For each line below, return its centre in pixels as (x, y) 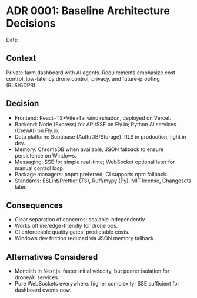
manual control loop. (39, 168)
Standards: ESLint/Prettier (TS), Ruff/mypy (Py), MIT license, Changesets (103, 181)
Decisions (31, 23)
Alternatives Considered (52, 257)
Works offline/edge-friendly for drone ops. (66, 226)
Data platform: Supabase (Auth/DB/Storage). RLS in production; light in (100, 136)
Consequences (35, 205)
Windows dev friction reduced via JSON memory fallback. (85, 238)
